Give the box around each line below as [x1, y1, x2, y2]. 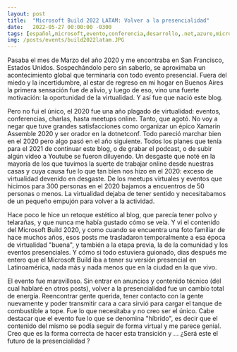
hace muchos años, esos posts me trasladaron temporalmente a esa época [7, 233, 226, 242]
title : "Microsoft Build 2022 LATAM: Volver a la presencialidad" [7, 17, 210, 24]
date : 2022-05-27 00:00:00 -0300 [7, 23, 112, 30]
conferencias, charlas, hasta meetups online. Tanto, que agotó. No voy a [7, 114, 218, 123]
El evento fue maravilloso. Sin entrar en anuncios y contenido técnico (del [7, 277, 221, 286]
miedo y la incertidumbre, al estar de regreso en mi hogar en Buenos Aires [7, 78, 224, 87]
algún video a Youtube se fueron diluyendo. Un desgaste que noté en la [7, 152, 216, 161]
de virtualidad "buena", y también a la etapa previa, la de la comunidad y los [7, 241, 229, 249]
